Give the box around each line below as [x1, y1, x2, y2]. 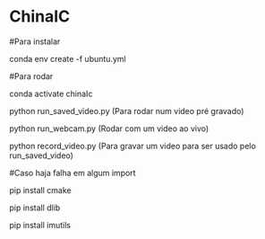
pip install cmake [9, 184, 72, 195]
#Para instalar [9, 36, 61, 47]
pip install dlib [9, 202, 61, 213]
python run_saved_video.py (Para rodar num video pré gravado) [9, 105, 244, 116]
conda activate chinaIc [9, 88, 93, 99]
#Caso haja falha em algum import [9, 167, 136, 178]
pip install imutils [9, 219, 72, 230]
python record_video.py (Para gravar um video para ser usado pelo [9, 140, 257, 151]
